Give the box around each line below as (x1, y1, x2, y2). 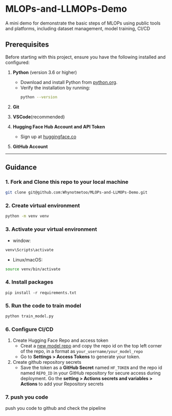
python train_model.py (5, 314, 54, 319)
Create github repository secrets (12, 359, 82, 365)
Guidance (5, 163, 37, 172)
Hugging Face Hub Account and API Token (12, 123, 105, 129)
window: (12, 237, 31, 244)
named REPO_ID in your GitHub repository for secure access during (20, 370, 161, 376)
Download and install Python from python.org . (20, 79, 118, 85)
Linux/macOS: (12, 256, 43, 262)
